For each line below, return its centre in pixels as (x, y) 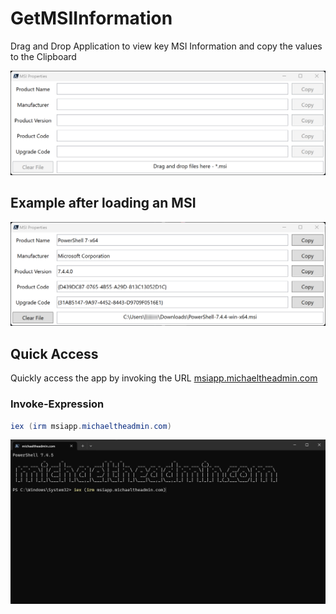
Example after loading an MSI (103, 203)
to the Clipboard (43, 56)
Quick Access (54, 353)
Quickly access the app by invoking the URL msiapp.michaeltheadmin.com (164, 378)
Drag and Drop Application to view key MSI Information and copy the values (166, 46)
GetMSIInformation (91, 18)
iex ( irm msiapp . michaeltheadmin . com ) (91, 426)
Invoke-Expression (57, 404)
